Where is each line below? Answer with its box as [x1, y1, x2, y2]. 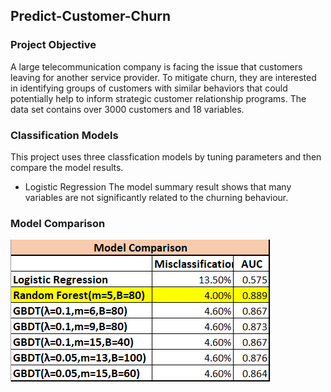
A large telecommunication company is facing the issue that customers [10, 60, 303, 73]
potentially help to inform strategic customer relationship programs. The [10, 92, 307, 104]
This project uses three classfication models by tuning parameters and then [10, 150, 322, 163]
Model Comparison [10, 216, 106, 230]
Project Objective [10, 38, 97, 52]
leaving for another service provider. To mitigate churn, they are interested [10, 71, 317, 83]
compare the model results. [10, 161, 124, 173]
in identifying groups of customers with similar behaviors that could [10, 82, 288, 94]
